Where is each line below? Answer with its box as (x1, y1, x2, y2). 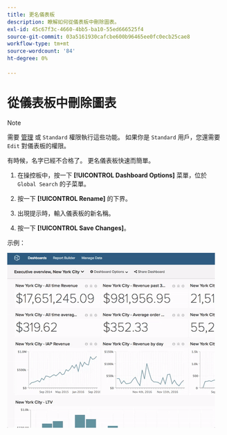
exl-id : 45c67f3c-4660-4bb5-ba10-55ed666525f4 (7, 26, 144, 33)
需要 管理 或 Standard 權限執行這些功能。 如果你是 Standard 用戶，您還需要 (7, 132, 221, 141)
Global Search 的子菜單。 (17, 179, 90, 188)
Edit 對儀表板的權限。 (7, 141, 71, 150)
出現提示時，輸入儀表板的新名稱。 (17, 208, 115, 217)
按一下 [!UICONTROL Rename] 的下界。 (17, 194, 131, 202)
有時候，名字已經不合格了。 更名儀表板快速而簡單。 (7, 156, 154, 164)
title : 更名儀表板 (7, 11, 55, 18)
